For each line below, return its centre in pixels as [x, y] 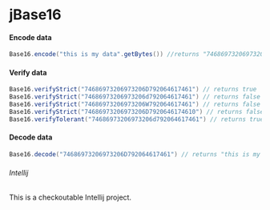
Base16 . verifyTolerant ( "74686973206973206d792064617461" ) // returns [128, 119]
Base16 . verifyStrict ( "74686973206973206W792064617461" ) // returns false [135, 105]
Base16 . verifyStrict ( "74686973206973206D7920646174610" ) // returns [126, 112]
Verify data [28, 72]
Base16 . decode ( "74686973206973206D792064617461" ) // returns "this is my [135, 155]
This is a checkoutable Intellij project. [70, 197]
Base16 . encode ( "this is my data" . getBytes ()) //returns [104, 55]
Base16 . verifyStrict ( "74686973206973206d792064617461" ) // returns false [135, 97]
